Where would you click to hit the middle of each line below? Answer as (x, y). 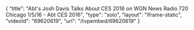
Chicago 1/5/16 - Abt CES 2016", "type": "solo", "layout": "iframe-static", (94, 15)
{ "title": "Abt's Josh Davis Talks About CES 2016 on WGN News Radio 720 (97, 9)
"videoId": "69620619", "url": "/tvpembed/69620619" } (73, 21)
